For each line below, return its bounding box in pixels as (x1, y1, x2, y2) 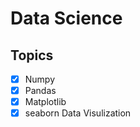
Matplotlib (24, 96, 67, 108)
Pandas (24, 85, 57, 97)
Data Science (10, 7, 123, 30)
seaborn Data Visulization (24, 107, 132, 119)
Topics (10, 47, 54, 64)
